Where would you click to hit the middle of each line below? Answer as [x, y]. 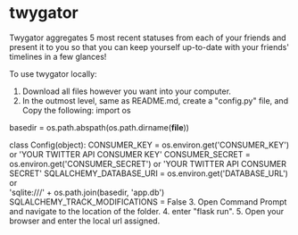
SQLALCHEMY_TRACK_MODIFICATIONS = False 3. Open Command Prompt [148, 201]
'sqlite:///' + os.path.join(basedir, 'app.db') [87, 192]
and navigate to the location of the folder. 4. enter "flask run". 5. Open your [147, 211]
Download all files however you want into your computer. [127, 91]
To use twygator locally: [53, 73]
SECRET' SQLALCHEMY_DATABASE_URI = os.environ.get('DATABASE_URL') [149, 173]
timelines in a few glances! [58, 56]
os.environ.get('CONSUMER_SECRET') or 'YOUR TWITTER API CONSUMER [148, 164]
